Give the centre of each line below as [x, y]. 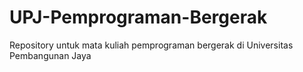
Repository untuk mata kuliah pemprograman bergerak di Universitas [151, 45]
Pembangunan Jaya [50, 55]
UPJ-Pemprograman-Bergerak [138, 17]
